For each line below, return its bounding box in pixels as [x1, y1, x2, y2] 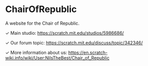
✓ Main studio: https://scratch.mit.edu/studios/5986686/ [5, 30, 124, 36]
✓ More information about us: [5, 49, 67, 55]
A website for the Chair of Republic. [5, 20, 80, 26]
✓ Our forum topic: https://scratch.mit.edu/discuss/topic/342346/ [5, 39, 143, 46]
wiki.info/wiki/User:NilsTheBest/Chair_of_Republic [5, 54, 110, 61]
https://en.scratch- [68, 49, 108, 55]
